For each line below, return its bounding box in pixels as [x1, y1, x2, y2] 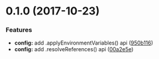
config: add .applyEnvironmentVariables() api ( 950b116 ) [14, 39, 154, 46]
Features [5, 26, 33, 34]
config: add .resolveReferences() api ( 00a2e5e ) [14, 46, 134, 53]
